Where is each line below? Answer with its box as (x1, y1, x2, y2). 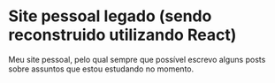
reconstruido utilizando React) (8, 25, 237, 45)
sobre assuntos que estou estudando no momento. (8, 64, 195, 74)
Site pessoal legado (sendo (8, 6, 212, 26)
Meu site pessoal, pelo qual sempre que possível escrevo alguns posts (8, 54, 266, 64)
